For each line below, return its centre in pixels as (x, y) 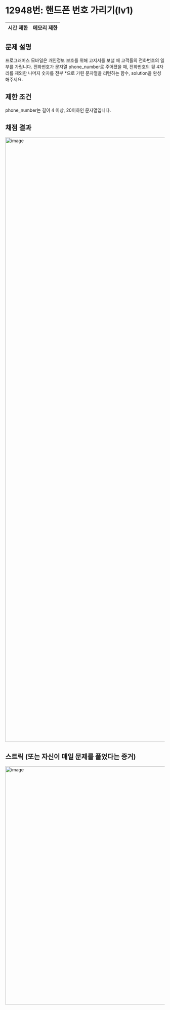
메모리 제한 (45, 27)
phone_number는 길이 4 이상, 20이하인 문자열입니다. (58, 110)
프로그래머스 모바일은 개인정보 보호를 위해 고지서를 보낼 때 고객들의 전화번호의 (82, 60)
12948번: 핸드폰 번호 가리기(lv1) (69, 10)
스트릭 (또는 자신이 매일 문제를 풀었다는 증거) (71, 756)
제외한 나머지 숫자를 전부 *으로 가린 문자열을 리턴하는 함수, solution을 (83, 73)
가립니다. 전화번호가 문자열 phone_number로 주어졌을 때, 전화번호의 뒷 (85, 67)
